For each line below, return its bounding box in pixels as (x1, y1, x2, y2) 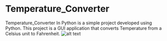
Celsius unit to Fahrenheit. (5, 30, 60, 36)
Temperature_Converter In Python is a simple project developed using (5, 20, 152, 26)
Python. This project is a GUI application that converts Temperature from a (5, 25, 162, 31)
